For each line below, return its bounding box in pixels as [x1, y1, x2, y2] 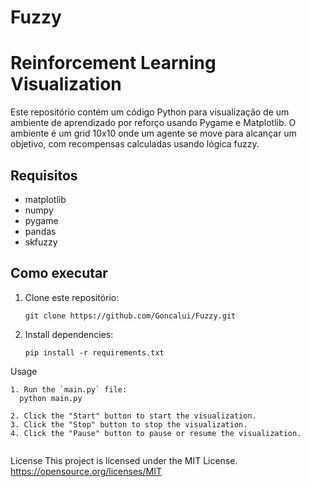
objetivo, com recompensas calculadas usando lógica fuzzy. [10, 138, 260, 150]
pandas [24, 225, 57, 237]
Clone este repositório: [24, 291, 120, 303]
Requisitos [10, 167, 78, 184]
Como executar [10, 265, 108, 282]
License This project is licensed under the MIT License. [10, 454, 238, 466]
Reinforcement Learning [10, 52, 217, 75]
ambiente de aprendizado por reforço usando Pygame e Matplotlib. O [10, 117, 297, 129]
